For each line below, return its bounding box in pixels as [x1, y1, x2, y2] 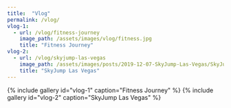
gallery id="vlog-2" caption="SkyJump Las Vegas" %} [7, 93, 162, 101]
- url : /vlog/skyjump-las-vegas [13, 55, 107, 62]
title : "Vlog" [7, 10, 51, 17]
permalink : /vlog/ [7, 16, 60, 23]
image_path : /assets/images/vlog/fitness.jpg [19, 36, 153, 42]
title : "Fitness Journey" [19, 42, 94, 49]
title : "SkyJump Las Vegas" [19, 67, 100, 74]
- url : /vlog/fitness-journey [13, 29, 100, 36]
